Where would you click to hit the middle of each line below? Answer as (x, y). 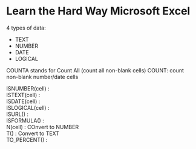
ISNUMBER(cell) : (28, 88)
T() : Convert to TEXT (33, 133)
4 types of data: (26, 28)
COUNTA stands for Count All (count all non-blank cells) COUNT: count (95, 70)
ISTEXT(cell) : (23, 95)
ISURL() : (18, 114)
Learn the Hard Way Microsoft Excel (98, 11)
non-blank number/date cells (42, 77)
